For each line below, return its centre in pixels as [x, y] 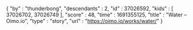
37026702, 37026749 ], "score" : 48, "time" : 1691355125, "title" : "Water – [97, 15]
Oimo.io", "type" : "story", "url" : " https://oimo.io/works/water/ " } [85, 21]
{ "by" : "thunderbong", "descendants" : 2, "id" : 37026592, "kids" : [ [90, 9]
